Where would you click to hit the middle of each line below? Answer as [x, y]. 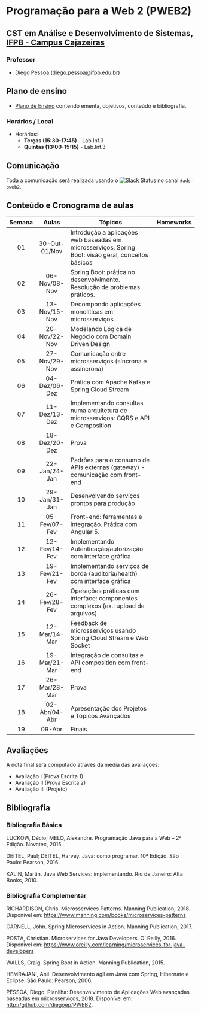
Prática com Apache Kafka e [110, 382]
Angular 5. [85, 532]
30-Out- [51, 244]
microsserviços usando [103, 630]
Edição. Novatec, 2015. [34, 845]
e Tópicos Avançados [100, 715]
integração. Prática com [104, 524]
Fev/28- [52, 602]
